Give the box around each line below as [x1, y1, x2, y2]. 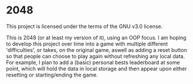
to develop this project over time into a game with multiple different [6, 40, 168, 47]
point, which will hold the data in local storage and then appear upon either [6, 65, 187, 72]
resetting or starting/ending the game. [6, 71, 99, 78]
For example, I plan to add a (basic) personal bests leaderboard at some [6, 59, 180, 66]
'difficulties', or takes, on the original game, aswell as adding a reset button [6, 46, 187, 53]
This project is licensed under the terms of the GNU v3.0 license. [6, 23, 163, 30]
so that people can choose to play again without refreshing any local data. [6, 52, 185, 60]
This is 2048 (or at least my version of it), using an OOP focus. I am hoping [6, 34, 187, 41]
